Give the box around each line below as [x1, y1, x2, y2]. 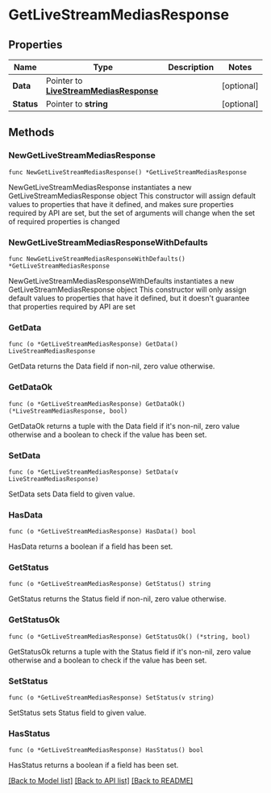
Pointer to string [45, 98, 109, 110]
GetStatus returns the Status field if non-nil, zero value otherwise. [8, 594, 227, 604]
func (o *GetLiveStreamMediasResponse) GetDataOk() [8, 400, 186, 408]
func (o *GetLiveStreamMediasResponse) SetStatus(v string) [8, 694, 215, 702]
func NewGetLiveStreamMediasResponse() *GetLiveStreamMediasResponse [8, 168, 248, 176]
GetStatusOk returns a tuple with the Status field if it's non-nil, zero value [8, 646, 252, 656]
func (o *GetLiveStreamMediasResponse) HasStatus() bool [8, 746, 204, 754]
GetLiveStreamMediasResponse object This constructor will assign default [8, 191, 256, 201]
